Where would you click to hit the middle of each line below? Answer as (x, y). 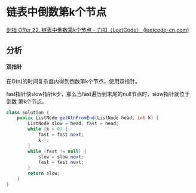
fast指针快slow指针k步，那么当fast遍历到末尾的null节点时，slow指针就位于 (98, 94)
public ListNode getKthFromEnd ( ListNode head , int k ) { (88, 118)
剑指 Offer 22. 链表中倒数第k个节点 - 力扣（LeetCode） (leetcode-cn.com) (98, 30)
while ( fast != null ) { (57, 151)
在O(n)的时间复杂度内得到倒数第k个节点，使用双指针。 (73, 81)
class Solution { (28, 113)
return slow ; (44, 173)
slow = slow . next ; (61, 157)
